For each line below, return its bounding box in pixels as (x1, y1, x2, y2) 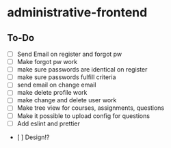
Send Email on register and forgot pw (16, 50, 122, 58)
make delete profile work (16, 89, 88, 97)
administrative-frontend (7, 5, 148, 20)
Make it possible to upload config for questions (16, 111, 150, 120)
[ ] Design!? (16, 133, 50, 141)
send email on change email (16, 80, 96, 89)
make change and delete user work (16, 96, 117, 104)
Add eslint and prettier (16, 119, 81, 128)
